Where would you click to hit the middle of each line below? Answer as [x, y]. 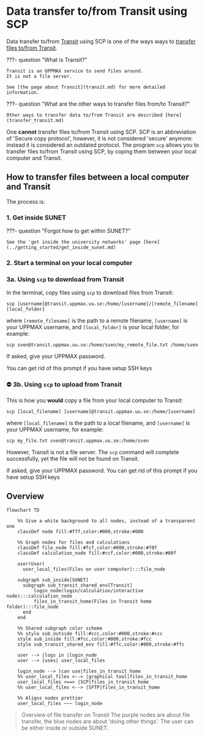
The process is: [26, 201]
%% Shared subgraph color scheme [60, 628]
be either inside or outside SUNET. [65, 728]
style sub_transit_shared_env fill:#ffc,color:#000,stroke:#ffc [101, 645]
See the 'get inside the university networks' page [73, 242]
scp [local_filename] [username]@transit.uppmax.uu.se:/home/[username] [101, 411]
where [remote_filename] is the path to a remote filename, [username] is [97, 321]
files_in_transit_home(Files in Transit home [92, 602]
